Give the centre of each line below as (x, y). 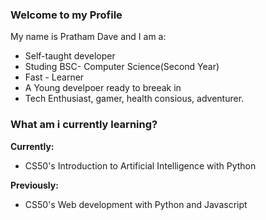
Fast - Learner (54, 77)
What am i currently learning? (84, 125)
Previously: (34, 185)
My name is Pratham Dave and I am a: (88, 37)
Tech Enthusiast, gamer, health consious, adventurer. (134, 99)
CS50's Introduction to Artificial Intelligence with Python (140, 165)
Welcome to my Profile (66, 15)
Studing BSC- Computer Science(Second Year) (122, 67)
